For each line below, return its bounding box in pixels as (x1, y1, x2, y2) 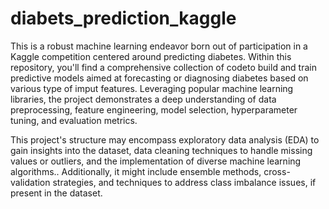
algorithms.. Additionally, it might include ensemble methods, (10, 165, 262, 177)
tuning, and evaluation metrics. (10, 114, 138, 126)
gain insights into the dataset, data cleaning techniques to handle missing (10, 144, 313, 156)
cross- (263, 165, 291, 177)
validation (10, 176, 51, 188)
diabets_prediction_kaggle (10, 7, 237, 30)
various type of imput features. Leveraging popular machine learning (10, 82, 294, 94)
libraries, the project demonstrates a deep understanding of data (10, 93, 277, 105)
